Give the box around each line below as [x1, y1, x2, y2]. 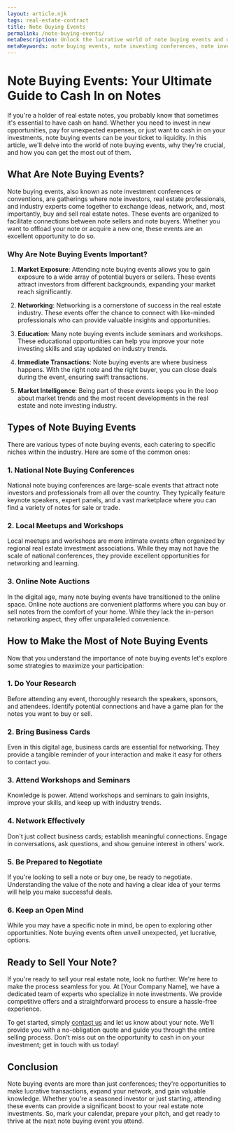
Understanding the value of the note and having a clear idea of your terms [7, 881, 221, 889]
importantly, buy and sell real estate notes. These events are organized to [7, 209, 219, 218]
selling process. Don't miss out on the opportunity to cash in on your [7, 1033, 205, 1042]
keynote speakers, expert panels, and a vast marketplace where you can [7, 496, 217, 504]
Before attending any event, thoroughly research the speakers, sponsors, [7, 694, 218, 703]
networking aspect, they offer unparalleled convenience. [7, 614, 171, 623]
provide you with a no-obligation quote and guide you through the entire [7, 1026, 215, 1034]
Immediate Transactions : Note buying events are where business [17, 358, 208, 366]
